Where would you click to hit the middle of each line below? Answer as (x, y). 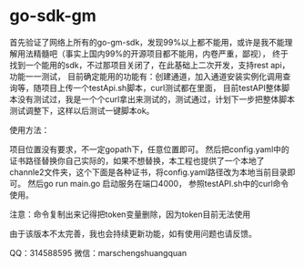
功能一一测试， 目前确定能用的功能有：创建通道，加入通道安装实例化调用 (146, 76)
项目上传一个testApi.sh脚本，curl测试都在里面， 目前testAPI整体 (161, 87)
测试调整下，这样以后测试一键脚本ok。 (82, 110)
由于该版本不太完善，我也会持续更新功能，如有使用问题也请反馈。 (133, 233)
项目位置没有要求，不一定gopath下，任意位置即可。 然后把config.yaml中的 (149, 149)
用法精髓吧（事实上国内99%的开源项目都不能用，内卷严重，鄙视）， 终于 (153, 53)
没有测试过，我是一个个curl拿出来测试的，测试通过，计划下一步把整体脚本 (156, 99)
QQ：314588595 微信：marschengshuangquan (98, 252)
